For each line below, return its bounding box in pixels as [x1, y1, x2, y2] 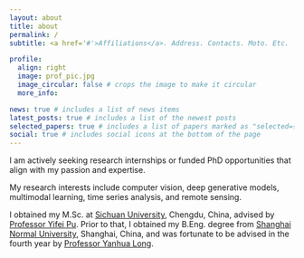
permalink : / [9, 30, 59, 39]
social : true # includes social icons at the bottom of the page [9, 130, 261, 139]
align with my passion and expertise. [9, 165, 147, 176]
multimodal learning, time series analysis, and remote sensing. [9, 192, 242, 203]
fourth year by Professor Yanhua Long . [9, 238, 154, 249]
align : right [17, 63, 67, 72]
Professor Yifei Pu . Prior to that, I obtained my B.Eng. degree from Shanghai [9, 219, 291, 230]
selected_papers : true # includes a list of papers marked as [9, 121, 249, 131]
